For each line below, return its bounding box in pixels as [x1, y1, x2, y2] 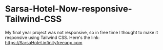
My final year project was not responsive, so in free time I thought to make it [5, 29, 158, 35]
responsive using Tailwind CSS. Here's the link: [5, 35, 100, 40]
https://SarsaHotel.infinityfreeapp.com [5, 39, 82, 45]
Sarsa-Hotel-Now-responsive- [5, 3, 133, 14]
